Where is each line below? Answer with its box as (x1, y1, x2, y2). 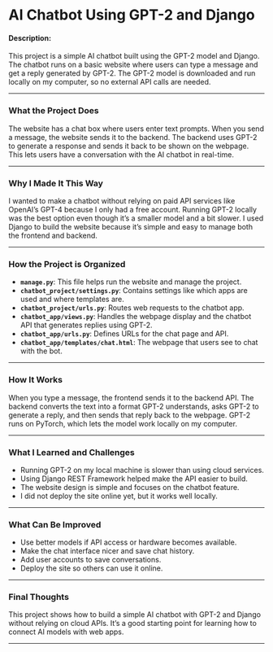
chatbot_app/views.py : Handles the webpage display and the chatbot (19, 312, 252, 322)
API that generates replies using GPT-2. (19, 320, 153, 330)
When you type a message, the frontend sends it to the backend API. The (8, 392, 254, 402)
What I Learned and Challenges (8, 446, 136, 457)
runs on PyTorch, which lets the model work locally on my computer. (8, 418, 238, 428)
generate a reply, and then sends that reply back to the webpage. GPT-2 (8, 409, 251, 420)
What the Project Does (8, 105, 99, 116)
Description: (8, 33, 51, 42)
